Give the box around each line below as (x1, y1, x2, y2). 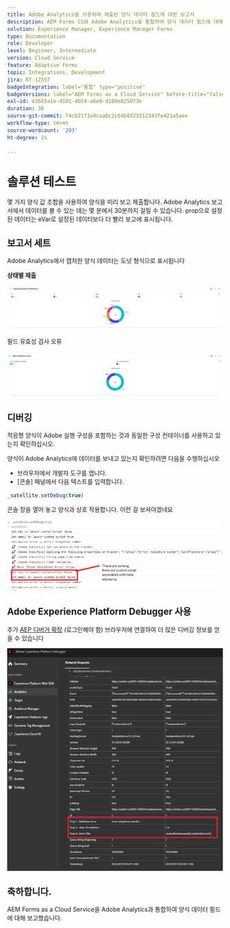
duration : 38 (7, 105, 44, 113)
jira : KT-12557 (7, 76, 51, 83)
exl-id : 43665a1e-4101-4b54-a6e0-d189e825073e (7, 98, 142, 105)
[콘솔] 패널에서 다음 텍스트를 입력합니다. (16, 478, 125, 486)
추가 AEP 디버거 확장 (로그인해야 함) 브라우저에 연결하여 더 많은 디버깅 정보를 (7, 625, 213, 634)
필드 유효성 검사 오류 (7, 337, 62, 346)
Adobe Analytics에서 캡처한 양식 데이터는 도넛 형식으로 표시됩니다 (7, 257, 185, 265)
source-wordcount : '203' (7, 127, 78, 134)
